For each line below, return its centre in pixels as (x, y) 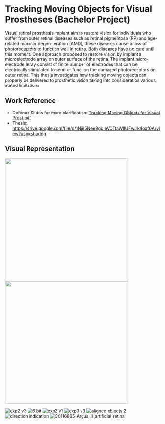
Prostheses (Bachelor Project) (68, 19)
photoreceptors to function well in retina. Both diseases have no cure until (80, 49)
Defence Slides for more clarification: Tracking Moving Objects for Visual (86, 113)
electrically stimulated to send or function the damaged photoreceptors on (80, 69)
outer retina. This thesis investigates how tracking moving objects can (76, 75)
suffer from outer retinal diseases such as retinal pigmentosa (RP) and (76, 38)
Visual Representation (40, 149)
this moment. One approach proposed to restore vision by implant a (73, 54)
